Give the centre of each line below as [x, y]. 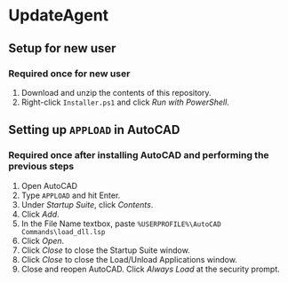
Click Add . [40, 214]
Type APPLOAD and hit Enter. [71, 195]
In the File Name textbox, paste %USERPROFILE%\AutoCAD [121, 224]
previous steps [41, 167]
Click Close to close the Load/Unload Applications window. [129, 259]
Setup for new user [62, 48]
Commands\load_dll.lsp [63, 232]
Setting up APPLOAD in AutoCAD [94, 130]
